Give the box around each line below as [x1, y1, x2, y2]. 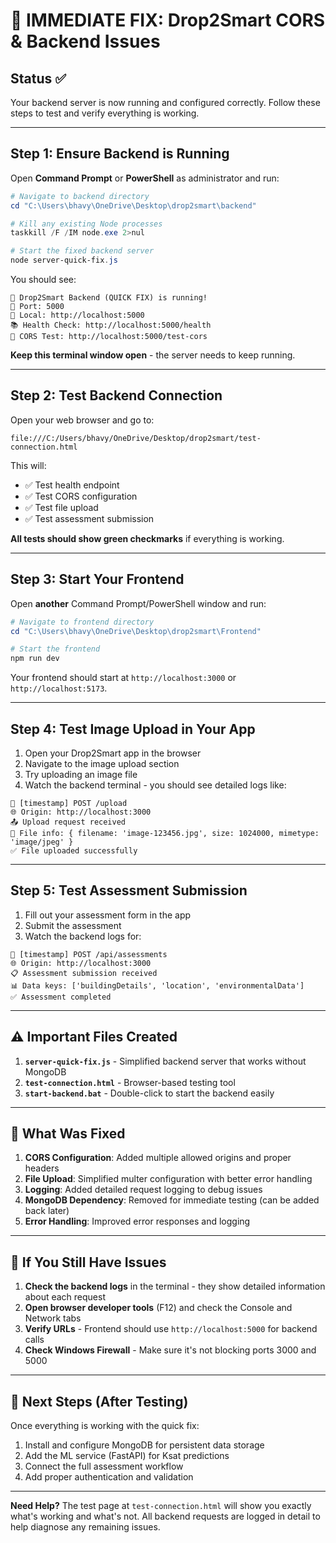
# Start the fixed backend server [10, 246, 155, 256]
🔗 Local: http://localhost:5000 [10, 310, 145, 321]
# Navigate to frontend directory [10, 617, 155, 627]
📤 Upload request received [10, 817, 126, 827]
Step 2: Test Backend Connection [10, 387, 223, 404]
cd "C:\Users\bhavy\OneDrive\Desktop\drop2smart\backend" [10, 200, 257, 211]
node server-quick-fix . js [10, 255, 118, 266]
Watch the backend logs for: [24, 930, 142, 942]
